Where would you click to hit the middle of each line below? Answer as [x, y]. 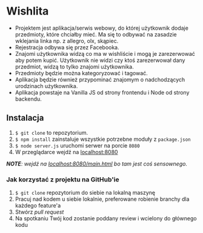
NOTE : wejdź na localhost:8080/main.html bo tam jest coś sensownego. [97, 164]
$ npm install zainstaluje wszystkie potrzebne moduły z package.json [103, 139]
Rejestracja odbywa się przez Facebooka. [67, 47]
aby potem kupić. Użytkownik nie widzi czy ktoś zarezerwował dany [100, 60]
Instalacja [25, 118]
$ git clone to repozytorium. [52, 132]
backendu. [28, 99]
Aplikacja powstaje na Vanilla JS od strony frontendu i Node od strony [102, 92]
